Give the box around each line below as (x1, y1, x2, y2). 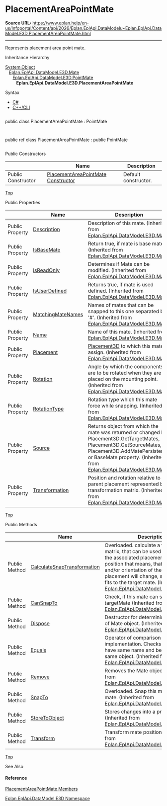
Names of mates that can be (87, 302, 154, 309)
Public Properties (5, 199, 41, 205)
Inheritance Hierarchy (5, 54, 50, 60)
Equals (30, 646, 47, 653)
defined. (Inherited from (87, 287, 144, 294)
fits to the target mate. (104, 579, 157, 586)
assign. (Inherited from (87, 349, 141, 356)
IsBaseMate (33, 246, 61, 253)
